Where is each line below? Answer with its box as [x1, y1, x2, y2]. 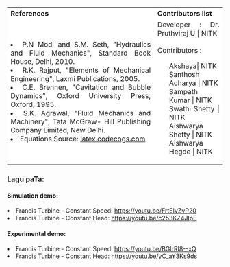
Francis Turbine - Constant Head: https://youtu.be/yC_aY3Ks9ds [16, 252, 197, 260]
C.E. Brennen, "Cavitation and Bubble [22, 82, 151, 92]
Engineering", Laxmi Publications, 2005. [10, 74, 140, 83]
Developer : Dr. [157, 20, 220, 30]
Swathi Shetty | [168, 104, 220, 113]
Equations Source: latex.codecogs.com [20, 134, 146, 143]
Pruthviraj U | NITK [157, 29, 218, 38]
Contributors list [157, 9, 212, 18]
